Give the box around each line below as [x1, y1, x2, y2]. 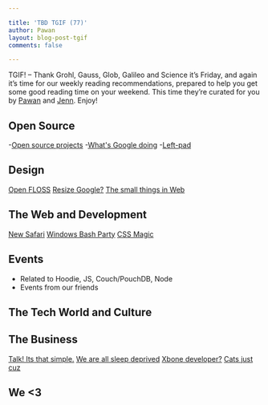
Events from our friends [19, 282, 99, 292]
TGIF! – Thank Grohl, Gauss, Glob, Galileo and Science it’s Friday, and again [8, 70, 258, 80]
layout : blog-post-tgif [8, 34, 88, 42]
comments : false [8, 41, 63, 49]
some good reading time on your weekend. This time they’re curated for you [8, 87, 260, 97]
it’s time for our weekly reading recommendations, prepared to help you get [8, 79, 258, 88]
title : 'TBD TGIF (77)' [8, 18, 88, 26]
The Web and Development [8, 208, 147, 221]
